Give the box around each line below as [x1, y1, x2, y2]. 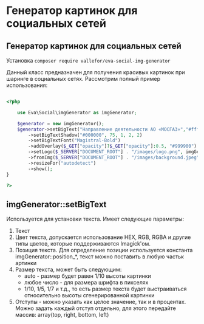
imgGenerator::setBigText [6, 199, 107, 210]
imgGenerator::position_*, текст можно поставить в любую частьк [15, 253, 184, 260]
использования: [6, 81, 48, 89]
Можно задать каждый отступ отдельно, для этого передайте [15, 305, 176, 312]
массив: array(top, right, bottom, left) [15, 311, 109, 319]
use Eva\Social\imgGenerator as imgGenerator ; [17, 109, 137, 115]
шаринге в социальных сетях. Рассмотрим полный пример [6, 75, 161, 82]
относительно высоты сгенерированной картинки [24, 292, 155, 299]
